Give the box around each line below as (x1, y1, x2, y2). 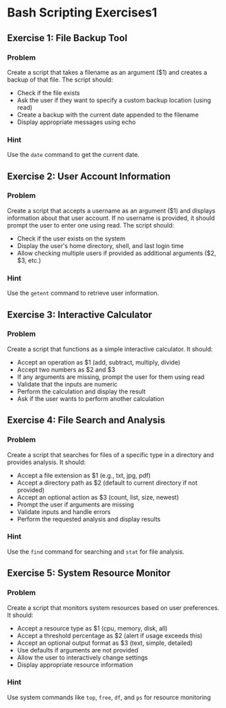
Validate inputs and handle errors (16, 507, 111, 515)
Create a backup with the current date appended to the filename (16, 110, 199, 119)
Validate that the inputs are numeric (16, 380, 118, 388)
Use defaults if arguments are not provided (16, 646, 139, 654)
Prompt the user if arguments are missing (16, 500, 134, 509)
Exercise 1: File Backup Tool (7, 32, 128, 44)
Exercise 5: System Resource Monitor (7, 567, 171, 579)
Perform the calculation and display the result (16, 387, 146, 395)
